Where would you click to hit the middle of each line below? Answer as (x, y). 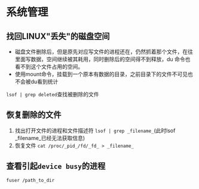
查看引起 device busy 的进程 (56, 166)
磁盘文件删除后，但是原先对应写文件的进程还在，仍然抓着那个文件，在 (101, 52)
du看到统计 (45, 82)
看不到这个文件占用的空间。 (49, 67)
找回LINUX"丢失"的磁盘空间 (58, 36)
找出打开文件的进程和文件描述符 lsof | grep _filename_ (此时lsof (95, 130)
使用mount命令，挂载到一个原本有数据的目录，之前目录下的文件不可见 (101, 74)
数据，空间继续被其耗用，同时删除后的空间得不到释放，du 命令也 (111, 59)
